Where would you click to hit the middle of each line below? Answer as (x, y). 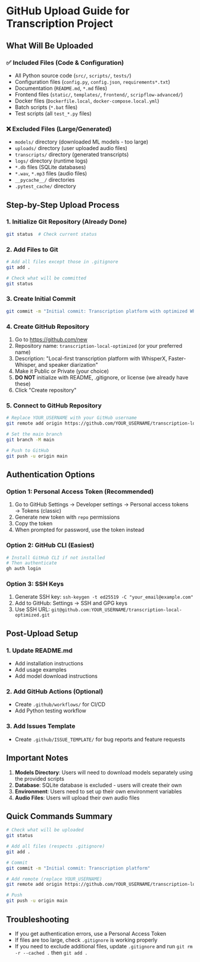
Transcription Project (60, 24)
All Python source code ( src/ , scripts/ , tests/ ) (73, 75)
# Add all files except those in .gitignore (62, 262)
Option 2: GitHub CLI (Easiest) (50, 545)
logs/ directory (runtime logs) (51, 161)
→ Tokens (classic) (38, 511)
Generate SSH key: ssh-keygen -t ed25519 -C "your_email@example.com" (104, 597)
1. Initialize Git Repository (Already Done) (67, 222)
